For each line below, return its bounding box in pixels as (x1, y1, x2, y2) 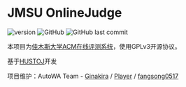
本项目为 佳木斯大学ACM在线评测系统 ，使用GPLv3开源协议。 (7, 42, 181, 50)
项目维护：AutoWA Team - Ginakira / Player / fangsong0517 (7, 72, 179, 80)
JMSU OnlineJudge (7, 5, 122, 21)
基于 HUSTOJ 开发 (7, 57, 57, 65)
